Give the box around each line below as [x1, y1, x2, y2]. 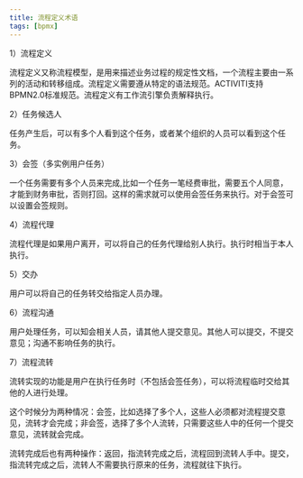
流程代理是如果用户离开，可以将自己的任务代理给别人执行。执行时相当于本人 [9, 238, 294, 249]
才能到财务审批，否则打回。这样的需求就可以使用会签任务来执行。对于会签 [9, 188, 286, 199]
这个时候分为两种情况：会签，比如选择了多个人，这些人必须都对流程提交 [9, 406, 278, 417]
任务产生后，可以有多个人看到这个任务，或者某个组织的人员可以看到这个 [9, 127, 278, 138]
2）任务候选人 [9, 108, 62, 119]
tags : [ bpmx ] [9, 22, 59, 31]
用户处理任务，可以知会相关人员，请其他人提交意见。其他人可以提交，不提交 [9, 326, 294, 336]
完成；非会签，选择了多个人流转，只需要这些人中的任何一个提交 [56, 417, 294, 428]
